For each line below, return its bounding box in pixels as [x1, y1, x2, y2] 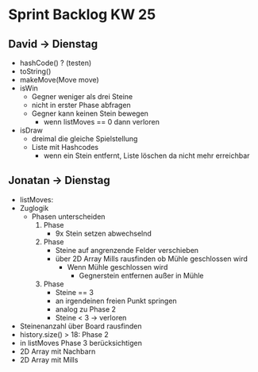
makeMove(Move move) [19, 75, 99, 84]
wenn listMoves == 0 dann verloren [43, 117, 160, 126]
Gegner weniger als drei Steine [31, 92, 133, 101]
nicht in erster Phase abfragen [31, 101, 131, 109]
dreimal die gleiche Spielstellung [31, 134, 138, 144]
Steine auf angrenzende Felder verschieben [55, 245, 199, 255]
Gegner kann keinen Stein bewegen [31, 109, 149, 118]
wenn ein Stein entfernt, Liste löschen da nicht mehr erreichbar [43, 151, 250, 160]
